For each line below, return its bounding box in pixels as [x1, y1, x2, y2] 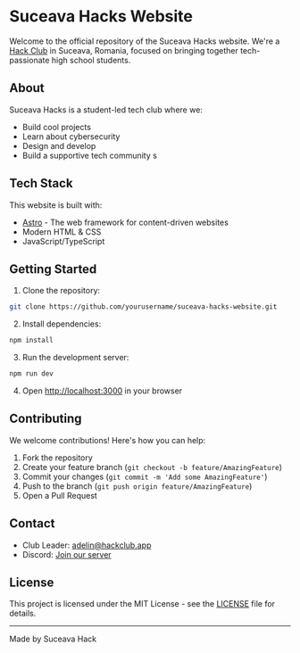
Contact [9, 516, 55, 532]
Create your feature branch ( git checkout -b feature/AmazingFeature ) [21, 461, 283, 472]
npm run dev [9, 369, 54, 378]
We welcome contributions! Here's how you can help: [9, 434, 206, 445]
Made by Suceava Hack [9, 633, 97, 644]
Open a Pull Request [21, 490, 98, 500]
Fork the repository [21, 452, 94, 463]
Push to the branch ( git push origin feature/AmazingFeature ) [21, 480, 253, 492]
